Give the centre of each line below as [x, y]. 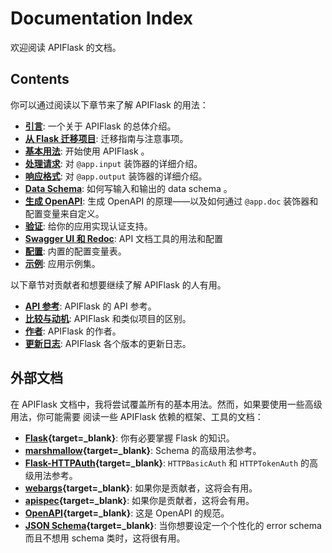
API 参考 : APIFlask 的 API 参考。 [90, 306]
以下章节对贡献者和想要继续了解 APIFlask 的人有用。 [118, 284]
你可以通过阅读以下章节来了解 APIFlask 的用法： [109, 104]
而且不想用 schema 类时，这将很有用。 [105, 538]
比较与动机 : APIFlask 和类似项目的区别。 [108, 318]
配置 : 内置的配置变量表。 [75, 251]
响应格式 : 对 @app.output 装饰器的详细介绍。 [116, 176]
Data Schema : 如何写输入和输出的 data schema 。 [128, 188]
